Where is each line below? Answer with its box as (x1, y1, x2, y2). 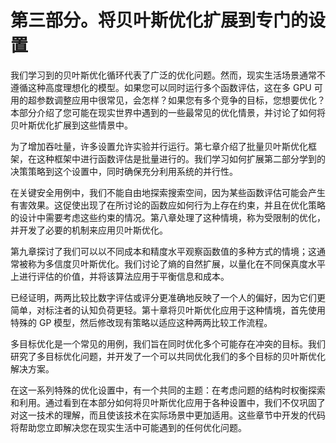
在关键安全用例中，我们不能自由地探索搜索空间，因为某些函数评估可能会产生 (10, 186, 326, 198)
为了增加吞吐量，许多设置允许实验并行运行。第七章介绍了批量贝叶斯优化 (10, 140, 308, 152)
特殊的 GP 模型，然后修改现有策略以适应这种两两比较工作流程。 (10, 316, 273, 328)
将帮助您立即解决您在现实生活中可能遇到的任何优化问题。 (10, 421, 247, 433)
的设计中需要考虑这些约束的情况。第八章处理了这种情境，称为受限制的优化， (10, 211, 326, 223)
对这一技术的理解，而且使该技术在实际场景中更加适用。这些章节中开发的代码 (10, 409, 326, 421)
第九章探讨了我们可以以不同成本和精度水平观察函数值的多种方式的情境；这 (10, 245, 317, 257)
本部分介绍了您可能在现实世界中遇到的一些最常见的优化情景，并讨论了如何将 (10, 106, 326, 118)
